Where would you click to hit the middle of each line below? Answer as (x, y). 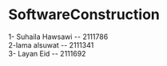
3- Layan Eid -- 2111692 (47, 53)
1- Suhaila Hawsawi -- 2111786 (58, 37)
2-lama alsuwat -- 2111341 (51, 45)
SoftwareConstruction (84, 15)
